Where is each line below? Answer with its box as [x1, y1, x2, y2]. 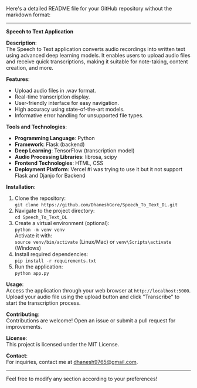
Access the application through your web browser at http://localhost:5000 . [6, 287, 191, 294]
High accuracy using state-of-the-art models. [14, 105, 125, 113]
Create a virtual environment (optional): [14, 220, 110, 226]
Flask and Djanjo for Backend [14, 172, 86, 179]
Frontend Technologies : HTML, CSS [14, 159, 104, 166]
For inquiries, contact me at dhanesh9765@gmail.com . [6, 359, 138, 365]
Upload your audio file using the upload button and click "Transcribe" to [6, 293, 180, 300]
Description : [6, 39, 37, 46]
